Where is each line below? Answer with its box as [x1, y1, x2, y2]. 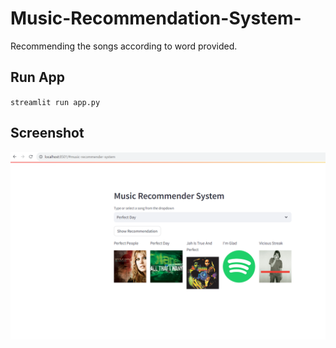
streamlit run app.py [10, 97, 101, 107]
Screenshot [10, 125, 85, 142]
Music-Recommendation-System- [10, 7, 302, 30]
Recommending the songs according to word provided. [10, 40, 238, 52]
